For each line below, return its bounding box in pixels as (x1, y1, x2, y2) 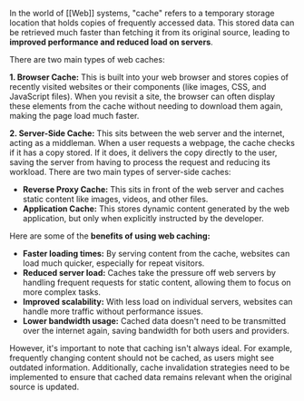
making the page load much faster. (9, 111, 140, 121)
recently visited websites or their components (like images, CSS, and (9, 82, 267, 92)
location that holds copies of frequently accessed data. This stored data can (9, 17, 295, 28)
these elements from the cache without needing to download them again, (9, 101, 283, 112)
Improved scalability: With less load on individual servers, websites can (22, 297, 293, 307)
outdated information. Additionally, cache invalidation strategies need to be (9, 362, 290, 373)
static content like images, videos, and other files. (22, 194, 209, 204)
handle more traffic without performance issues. (22, 306, 204, 317)
